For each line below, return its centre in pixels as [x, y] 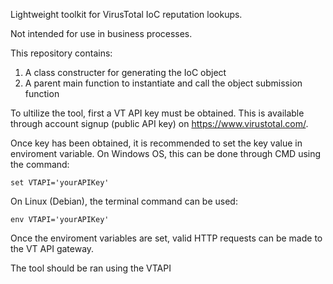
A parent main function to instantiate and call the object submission [163, 83]
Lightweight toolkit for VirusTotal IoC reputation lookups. [126, 14]
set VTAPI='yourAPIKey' [60, 183]
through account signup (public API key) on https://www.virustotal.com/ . [159, 123]
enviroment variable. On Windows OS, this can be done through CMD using [166, 153]
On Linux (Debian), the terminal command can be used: [124, 201]
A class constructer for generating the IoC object [125, 72]
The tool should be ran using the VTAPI [91, 268]
